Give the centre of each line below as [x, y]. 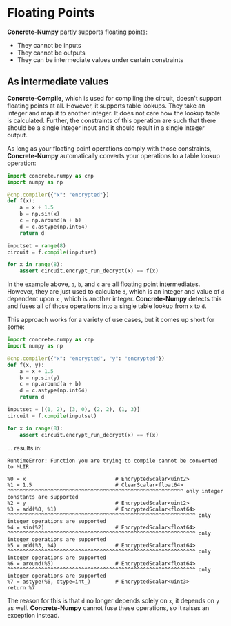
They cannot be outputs [51, 53]
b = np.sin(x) [40, 214]
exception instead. [33, 615]
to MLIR [18, 467]
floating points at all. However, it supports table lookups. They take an [106, 106]
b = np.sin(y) [40, 378]
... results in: [24, 448]
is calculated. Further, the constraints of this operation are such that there [112, 120]
